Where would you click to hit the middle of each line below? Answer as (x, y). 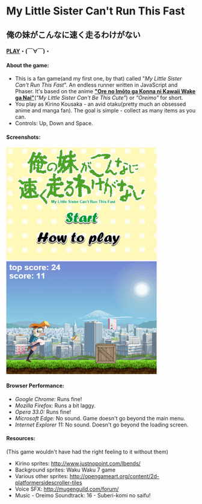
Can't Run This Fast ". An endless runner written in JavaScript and (96, 85)
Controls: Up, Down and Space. (54, 123)
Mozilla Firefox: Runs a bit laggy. (55, 405)
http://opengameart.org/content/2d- (115, 476)
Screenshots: (23, 137)
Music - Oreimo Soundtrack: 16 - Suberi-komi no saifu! (83, 495)
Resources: (21, 438)
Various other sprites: (41, 476)
